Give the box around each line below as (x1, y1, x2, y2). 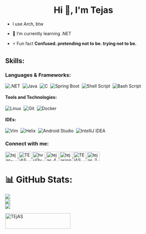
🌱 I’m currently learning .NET (12, 30, 72, 36)
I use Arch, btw (12, 21, 44, 27)
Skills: (5, 57, 25, 65)
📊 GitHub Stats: (5, 174, 73, 185)
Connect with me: (5, 140, 49, 147)
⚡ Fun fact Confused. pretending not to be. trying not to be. (12, 40, 137, 46)
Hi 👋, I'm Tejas (54, 4, 113, 16)
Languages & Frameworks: (5, 72, 71, 78)
